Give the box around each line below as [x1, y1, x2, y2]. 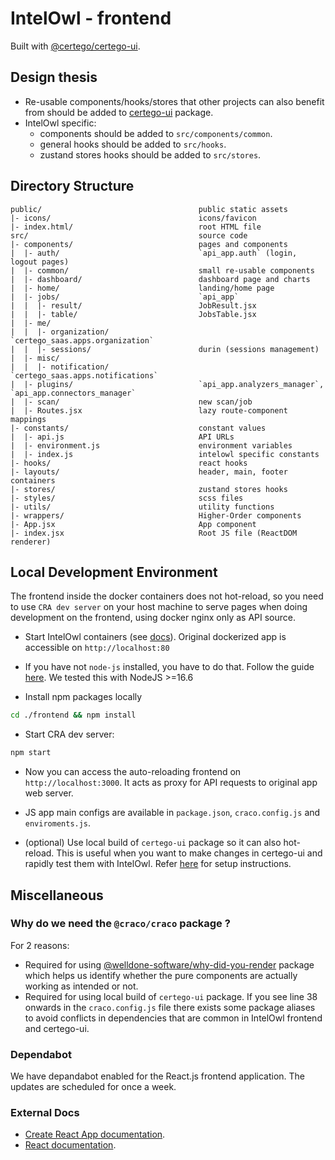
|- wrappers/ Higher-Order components [10, 510, 302, 521]
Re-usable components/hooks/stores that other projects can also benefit [24, 95, 325, 107]
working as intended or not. [24, 980, 139, 992]
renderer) [10, 537, 52, 547]
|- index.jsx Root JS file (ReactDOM [10, 528, 298, 538]
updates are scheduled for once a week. [10, 1081, 177, 1093]
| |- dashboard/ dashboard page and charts [10, 274, 311, 284]
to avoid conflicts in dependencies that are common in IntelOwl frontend [24, 1012, 323, 1024]
